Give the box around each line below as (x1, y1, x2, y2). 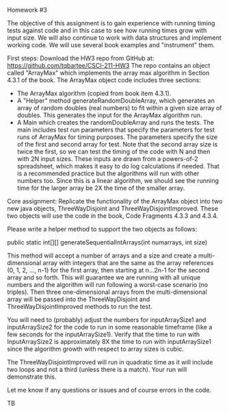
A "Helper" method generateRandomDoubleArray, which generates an (16, 97, 215, 105)
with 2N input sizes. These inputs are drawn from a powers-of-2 (16, 155, 198, 163)
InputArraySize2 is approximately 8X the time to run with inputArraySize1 (7, 338, 212, 345)
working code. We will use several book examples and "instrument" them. (7, 41, 215, 49)
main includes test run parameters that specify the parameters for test (16, 126, 215, 134)
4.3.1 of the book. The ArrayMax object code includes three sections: (7, 76, 202, 84)
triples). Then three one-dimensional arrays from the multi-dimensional (7, 288, 207, 296)
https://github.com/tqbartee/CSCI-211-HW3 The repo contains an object (7, 62, 211, 69)
